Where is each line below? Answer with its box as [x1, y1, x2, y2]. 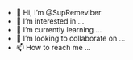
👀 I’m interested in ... [15, 16, 85, 26]
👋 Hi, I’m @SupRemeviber [15, 8, 102, 17]
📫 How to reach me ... [15, 43, 91, 52]
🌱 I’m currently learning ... [15, 25, 102, 34]
